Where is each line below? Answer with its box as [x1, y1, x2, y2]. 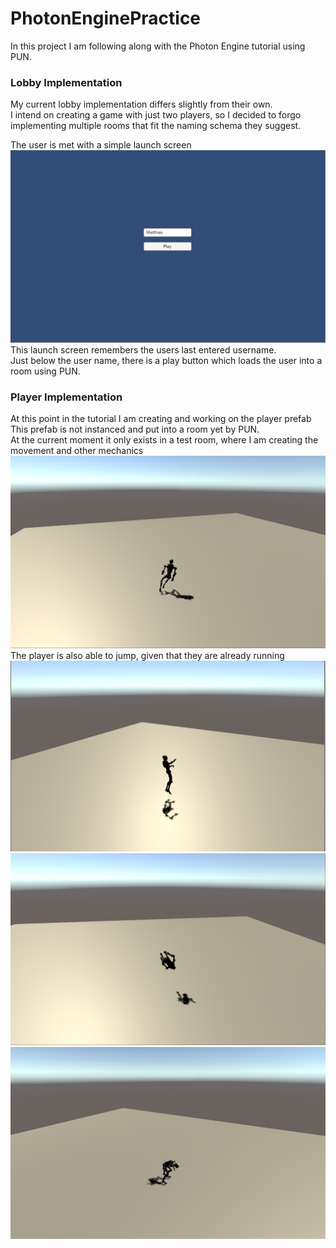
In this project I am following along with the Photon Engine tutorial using [10, 40, 306, 52]
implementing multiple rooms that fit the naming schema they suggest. [10, 120, 302, 132]
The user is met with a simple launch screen [10, 139, 192, 151]
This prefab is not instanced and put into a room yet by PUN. [10, 423, 260, 436]
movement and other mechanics [10, 445, 144, 457]
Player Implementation [10, 390, 123, 404]
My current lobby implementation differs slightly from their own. [10, 98, 273, 111]
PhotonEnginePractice [10, 7, 202, 30]
